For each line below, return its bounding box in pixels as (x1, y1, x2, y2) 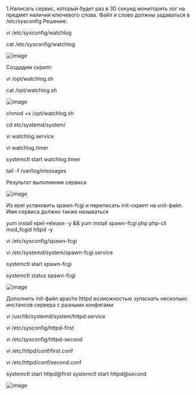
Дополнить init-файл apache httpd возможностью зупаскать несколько (6, 295, 188, 302)
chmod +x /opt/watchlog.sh (6, 110, 74, 116)
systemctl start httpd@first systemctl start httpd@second (6, 371, 147, 377)
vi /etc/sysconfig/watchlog (6, 29, 72, 36)
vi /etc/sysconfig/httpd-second (6, 336, 83, 343)
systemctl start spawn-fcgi (6, 261, 72, 267)
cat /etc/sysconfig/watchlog (6, 41, 75, 48)
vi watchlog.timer (6, 144, 49, 151)
